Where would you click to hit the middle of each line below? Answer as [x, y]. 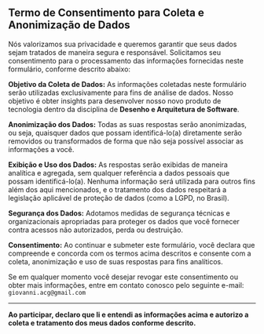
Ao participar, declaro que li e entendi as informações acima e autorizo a [128, 314]
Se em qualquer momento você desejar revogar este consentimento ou [123, 277]
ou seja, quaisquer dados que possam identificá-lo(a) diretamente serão [125, 133]
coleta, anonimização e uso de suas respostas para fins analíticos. [115, 261]
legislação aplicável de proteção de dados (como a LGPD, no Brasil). [119, 198]
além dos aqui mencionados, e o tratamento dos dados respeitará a [117, 189]
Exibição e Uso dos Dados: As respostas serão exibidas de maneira [118, 165]
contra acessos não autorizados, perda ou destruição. [95, 230]
